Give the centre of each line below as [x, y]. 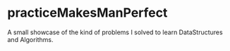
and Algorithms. [31, 39]
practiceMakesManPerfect [87, 13]
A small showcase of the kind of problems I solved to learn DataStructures [115, 32]
